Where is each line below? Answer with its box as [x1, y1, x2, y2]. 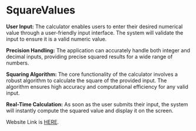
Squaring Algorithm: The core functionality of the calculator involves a [6, 70, 178, 78]
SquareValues [6, 4, 76, 17]
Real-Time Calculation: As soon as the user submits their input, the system [6, 100, 188, 108]
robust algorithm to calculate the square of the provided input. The [6, 77, 167, 84]
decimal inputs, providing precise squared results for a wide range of [6, 53, 173, 60]
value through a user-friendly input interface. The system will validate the [6, 29, 184, 36]
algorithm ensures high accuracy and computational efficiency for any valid [6, 83, 189, 90]
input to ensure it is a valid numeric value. [6, 35, 107, 42]
